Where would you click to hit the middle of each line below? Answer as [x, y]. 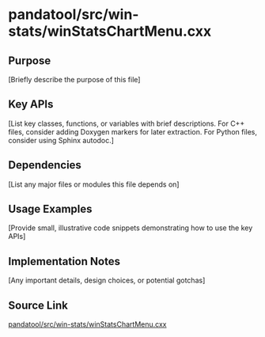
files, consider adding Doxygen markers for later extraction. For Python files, [133, 131]
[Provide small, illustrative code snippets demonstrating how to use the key [131, 228]
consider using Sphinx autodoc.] [61, 140]
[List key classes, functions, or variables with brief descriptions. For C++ [127, 123]
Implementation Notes [64, 261]
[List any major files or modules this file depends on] [94, 184]
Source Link [38, 305]
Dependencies [45, 165]
